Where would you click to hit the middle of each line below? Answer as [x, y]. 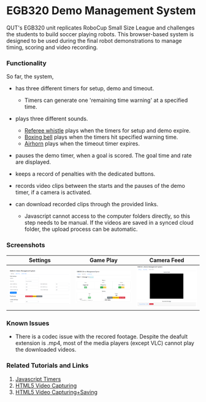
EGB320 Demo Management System [101, 11]
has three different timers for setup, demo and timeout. [85, 88]
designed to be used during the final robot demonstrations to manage [94, 41]
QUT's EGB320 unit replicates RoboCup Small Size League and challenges [101, 28]
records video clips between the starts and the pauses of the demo [100, 186]
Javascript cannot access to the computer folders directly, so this [107, 216]
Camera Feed [167, 260]
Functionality [27, 63]
